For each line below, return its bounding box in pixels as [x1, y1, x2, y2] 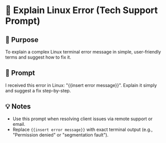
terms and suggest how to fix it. [5, 54, 71, 60]
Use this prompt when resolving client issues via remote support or [12, 116, 153, 122]
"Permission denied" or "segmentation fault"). [12, 131, 109, 138]
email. [12, 121, 25, 127]
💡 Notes [5, 102, 31, 111]
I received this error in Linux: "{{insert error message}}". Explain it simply [5, 82, 157, 88]
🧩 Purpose [5, 35, 39, 44]
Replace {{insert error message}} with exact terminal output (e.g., [12, 126, 153, 132]
